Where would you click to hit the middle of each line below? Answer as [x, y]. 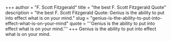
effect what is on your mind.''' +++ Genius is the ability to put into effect [81, 29]
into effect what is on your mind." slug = [47, 18]
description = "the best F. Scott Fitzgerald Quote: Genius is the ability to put [85, 13]
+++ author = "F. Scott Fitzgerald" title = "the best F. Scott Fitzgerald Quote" [86, 7]
